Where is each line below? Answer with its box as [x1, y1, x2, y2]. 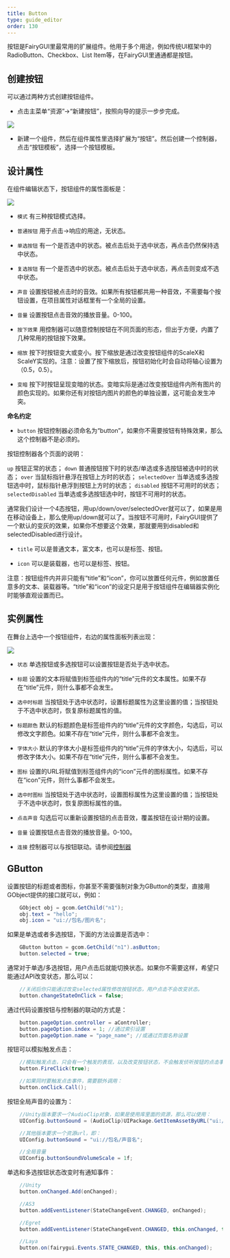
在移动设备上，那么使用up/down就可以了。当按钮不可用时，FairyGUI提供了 [7, 513, 219, 521]
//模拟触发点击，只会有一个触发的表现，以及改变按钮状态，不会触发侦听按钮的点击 [19, 1059, 219, 1066]
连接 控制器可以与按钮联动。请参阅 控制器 [16, 842, 131, 851]
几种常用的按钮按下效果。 [16, 334, 90, 342]
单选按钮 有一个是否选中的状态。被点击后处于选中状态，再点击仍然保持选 [16, 241, 220, 249]
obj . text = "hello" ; [19, 910, 78, 918]
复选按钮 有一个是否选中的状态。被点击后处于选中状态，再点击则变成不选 [16, 265, 220, 272]
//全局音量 [19, 1148, 47, 1156]
